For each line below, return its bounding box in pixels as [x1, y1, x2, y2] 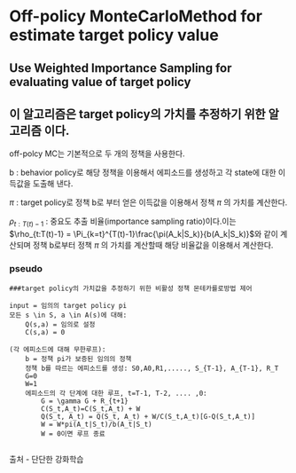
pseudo [9, 263, 43, 275]
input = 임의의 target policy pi [9, 302, 127, 311]
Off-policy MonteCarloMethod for [9, 6, 263, 27]
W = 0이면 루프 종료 [41, 430, 106, 438]
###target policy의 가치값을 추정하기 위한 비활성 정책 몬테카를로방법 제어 [9, 284, 253, 294]
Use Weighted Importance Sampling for [9, 60, 232, 75]
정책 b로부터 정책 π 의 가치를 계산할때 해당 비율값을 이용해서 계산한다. [32, 240, 274, 250]
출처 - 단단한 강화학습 [9, 454, 84, 465]
